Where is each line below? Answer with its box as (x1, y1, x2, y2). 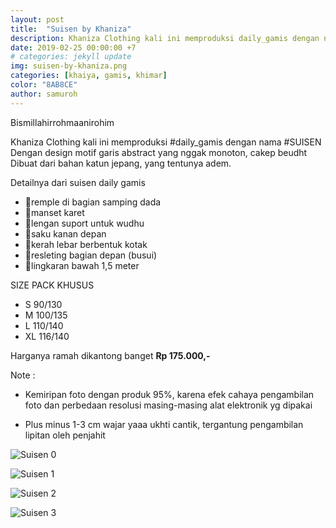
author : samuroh (10, 89, 78, 99)
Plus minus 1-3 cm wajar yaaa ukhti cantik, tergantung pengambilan (24, 418, 304, 430)
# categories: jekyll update (10, 52, 132, 62)
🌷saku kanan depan (24, 227, 107, 240)
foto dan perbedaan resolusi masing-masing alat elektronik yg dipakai (24, 399, 313, 411)
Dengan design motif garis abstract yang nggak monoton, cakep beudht (10, 146, 308, 158)
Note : (10, 369, 36, 381)
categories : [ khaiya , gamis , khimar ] (10, 71, 168, 81)
